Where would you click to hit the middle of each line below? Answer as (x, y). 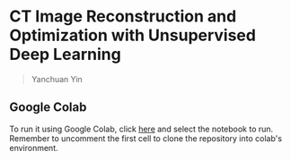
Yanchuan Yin (57, 79)
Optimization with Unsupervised (132, 35)
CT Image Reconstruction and (123, 17)
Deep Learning (65, 55)
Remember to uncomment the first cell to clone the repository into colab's (146, 138)
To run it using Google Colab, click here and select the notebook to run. (141, 129)
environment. (34, 147)
